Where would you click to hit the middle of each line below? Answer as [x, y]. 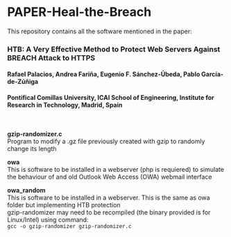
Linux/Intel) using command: [48, 220]
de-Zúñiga [23, 82]
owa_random [27, 190]
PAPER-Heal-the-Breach [79, 12]
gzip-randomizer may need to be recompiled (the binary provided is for [109, 212]
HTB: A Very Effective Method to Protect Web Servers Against [114, 49]
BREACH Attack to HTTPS [51, 58]
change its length [32, 148]
